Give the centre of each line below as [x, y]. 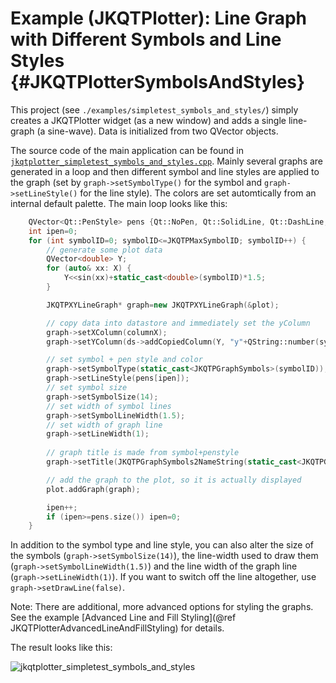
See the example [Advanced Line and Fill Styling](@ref [123, 618]
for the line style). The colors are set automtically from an [198, 193]
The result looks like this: [61, 648]
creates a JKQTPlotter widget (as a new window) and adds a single [148, 120]
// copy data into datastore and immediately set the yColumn [178, 323]
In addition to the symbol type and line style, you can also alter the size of [162, 545]
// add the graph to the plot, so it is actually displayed [174, 480]
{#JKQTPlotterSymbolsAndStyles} [158, 82]
